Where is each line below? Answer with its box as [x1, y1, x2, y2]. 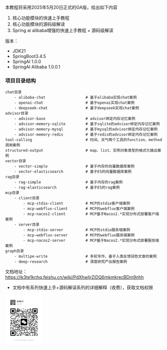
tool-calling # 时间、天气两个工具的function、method [5, 138, 163, 143]
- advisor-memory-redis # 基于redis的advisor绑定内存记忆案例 [14, 132, 158, 137]
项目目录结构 [5, 77, 36, 84]
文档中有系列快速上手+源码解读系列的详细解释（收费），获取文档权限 [12, 285, 154, 291]
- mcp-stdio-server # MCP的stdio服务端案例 [23, 227, 131, 233]
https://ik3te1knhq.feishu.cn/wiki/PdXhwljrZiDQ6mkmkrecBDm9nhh [5, 274, 144, 280]
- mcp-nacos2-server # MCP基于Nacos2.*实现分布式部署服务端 [23, 238, 160, 243]
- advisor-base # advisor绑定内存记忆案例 [14, 116, 136, 121]
